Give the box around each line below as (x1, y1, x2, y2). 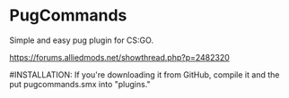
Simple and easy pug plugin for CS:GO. (9, 35, 154, 45)
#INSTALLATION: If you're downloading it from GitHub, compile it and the (9, 69, 280, 80)
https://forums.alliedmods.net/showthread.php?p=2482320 (9, 52, 231, 62)
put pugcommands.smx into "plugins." (9, 78, 151, 89)
